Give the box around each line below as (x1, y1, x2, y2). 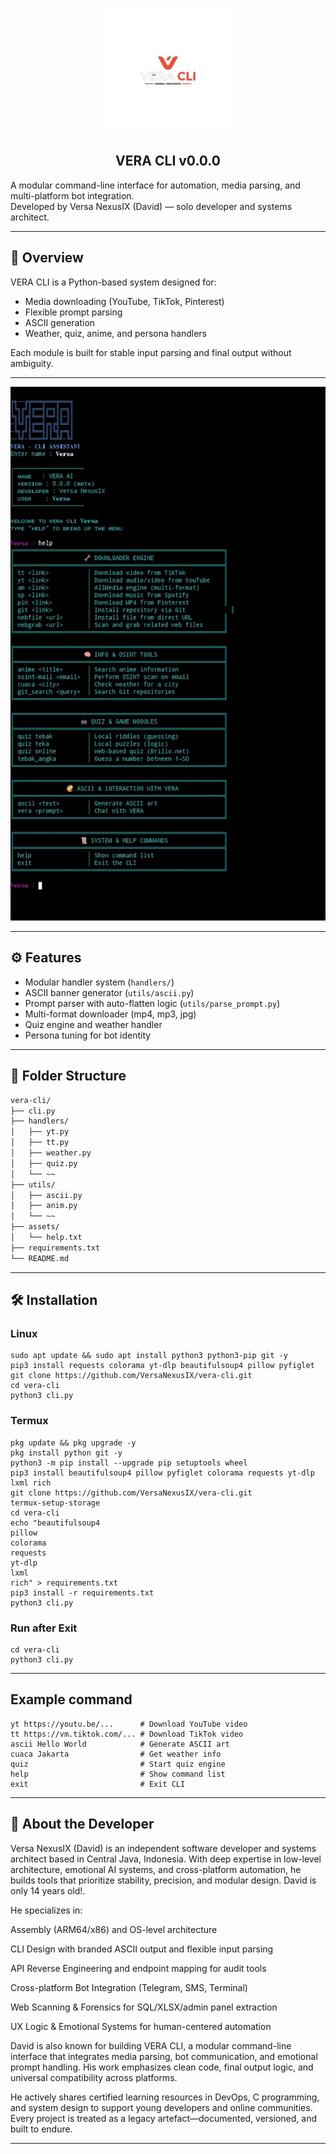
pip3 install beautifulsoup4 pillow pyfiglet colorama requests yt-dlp (10, 1468, 315, 1478)
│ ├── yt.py (10, 1127, 70, 1137)
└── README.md (10, 1253, 70, 1263)
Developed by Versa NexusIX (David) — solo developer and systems (10, 200, 293, 212)
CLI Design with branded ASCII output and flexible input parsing (10, 1943, 274, 1955)
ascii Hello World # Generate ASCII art (10, 1739, 230, 1749)
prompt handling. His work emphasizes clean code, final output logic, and (10, 2061, 314, 2073)
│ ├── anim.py (10, 1201, 78, 1211)
